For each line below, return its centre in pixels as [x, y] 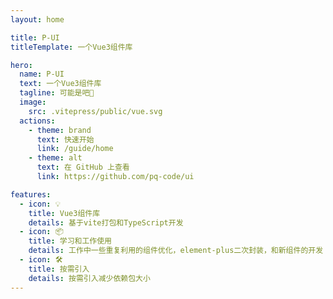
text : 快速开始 [65, 139]
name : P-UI [42, 74]
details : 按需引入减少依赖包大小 [89, 278]
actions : [37, 121]
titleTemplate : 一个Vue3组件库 [71, 47]
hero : [21, 65]
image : [33, 102]
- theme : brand [60, 130]
